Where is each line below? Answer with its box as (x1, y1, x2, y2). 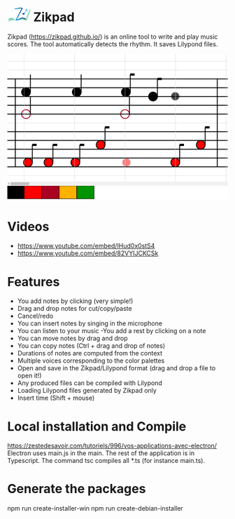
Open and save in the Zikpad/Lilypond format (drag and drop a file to (17, 364, 216, 372)
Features (7, 274, 60, 290)
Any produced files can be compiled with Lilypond (17, 379, 162, 387)
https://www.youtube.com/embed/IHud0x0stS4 (17, 242, 155, 250)
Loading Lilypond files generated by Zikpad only (17, 386, 157, 395)
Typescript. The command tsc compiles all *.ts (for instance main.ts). (7, 457, 206, 465)
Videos (7, 218, 50, 234)
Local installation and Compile (7, 418, 187, 434)
